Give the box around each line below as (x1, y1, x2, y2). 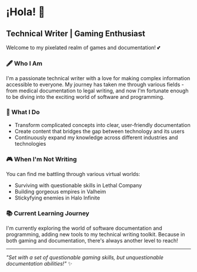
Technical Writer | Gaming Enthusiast (6, 29, 145, 39)
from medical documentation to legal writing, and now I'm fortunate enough (6, 87, 189, 94)
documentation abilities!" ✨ (6, 260, 73, 267)
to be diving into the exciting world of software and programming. (6, 94, 165, 101)
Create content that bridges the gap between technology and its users (14, 128, 185, 135)
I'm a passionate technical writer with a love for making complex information (6, 75, 191, 82)
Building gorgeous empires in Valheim (14, 188, 107, 195)
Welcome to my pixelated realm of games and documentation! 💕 (6, 44, 161, 51)
